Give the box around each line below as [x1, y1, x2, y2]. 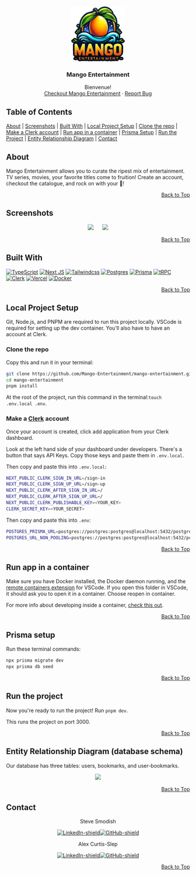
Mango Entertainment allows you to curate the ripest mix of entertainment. [6, 167, 185, 174]
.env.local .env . [6, 400, 47, 407]
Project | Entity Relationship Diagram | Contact [6, 135, 118, 142]
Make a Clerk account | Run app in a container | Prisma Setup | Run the [6, 129, 177, 136]
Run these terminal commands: [6, 645, 81, 653]
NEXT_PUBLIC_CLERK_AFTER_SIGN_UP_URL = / [6, 494, 103, 499]
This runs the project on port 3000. [6, 718, 90, 725]
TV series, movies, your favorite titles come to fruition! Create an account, [6, 173, 184, 180]
